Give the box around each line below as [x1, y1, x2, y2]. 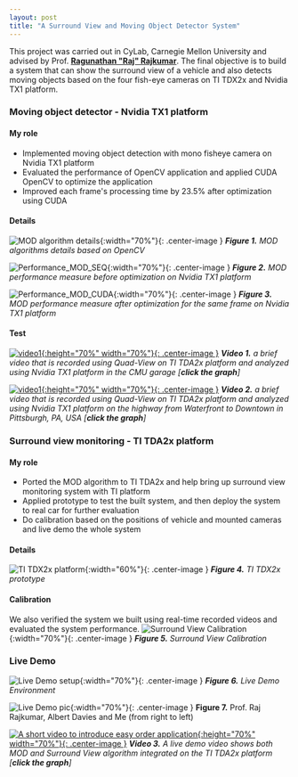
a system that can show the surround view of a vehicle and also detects [9, 64, 273, 76]
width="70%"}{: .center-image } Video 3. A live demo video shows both [9, 738, 273, 748]
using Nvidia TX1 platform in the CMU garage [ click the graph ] [9, 367, 241, 378]
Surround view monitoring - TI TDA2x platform [9, 434, 214, 446]
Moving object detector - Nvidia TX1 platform [9, 106, 209, 119]
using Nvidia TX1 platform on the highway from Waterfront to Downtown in [9, 403, 284, 414]
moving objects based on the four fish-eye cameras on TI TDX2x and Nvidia [9, 74, 288, 85]
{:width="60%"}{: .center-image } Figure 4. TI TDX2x [85, 564, 281, 575]
